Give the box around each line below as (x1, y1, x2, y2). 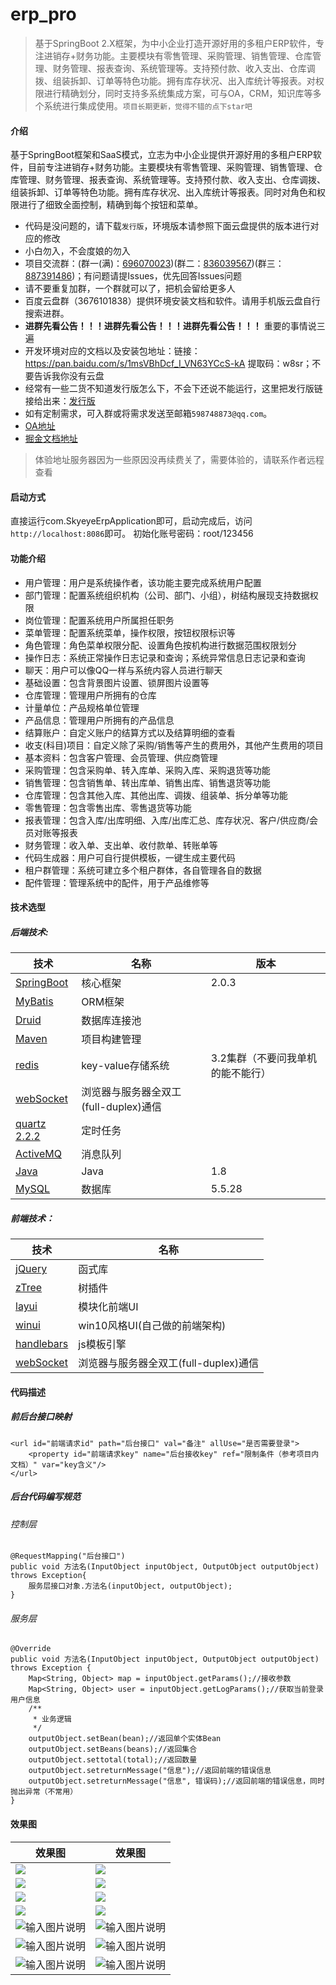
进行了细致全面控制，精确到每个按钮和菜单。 (18, 199, 203, 211)
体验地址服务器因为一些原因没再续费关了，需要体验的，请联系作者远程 (34, 454, 325, 466)
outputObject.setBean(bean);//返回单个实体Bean (28, 1734, 222, 1744)
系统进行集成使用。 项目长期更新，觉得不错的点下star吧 (43, 99, 253, 112)
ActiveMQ (15, 1147, 62, 1161)
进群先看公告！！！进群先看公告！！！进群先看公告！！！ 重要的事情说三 (24, 320, 326, 332)
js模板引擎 (78, 1338, 127, 1352)
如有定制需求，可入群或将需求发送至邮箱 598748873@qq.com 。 (24, 408, 273, 420)
